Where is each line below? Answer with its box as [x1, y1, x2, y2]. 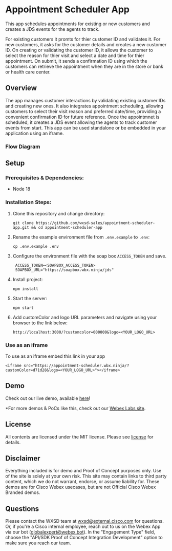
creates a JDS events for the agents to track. [5, 26, 100, 32]
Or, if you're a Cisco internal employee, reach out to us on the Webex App [5, 523, 161, 530]
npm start [12, 305, 34, 310]
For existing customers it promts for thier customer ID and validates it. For [5, 36, 161, 42]
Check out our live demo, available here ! [5, 395, 91, 401]
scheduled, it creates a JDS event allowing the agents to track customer [5, 119, 157, 125]
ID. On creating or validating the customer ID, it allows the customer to [5, 47, 154, 53]
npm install [12, 286, 38, 291]
